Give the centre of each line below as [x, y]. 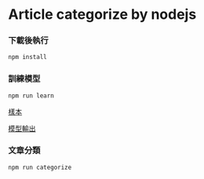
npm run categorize [40, 167]
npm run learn [31, 96]
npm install [27, 57]
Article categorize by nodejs [102, 15]
